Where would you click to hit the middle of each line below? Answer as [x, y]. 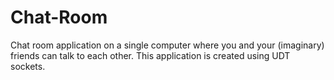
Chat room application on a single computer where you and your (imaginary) [167, 45]
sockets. [28, 66]
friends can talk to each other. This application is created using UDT [150, 55]
